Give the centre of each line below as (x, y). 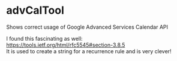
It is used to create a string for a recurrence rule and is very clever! (89, 51)
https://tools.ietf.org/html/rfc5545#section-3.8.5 (66, 45)
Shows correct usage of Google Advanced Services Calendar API (87, 27)
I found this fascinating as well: (44, 38)
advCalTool (35, 10)
